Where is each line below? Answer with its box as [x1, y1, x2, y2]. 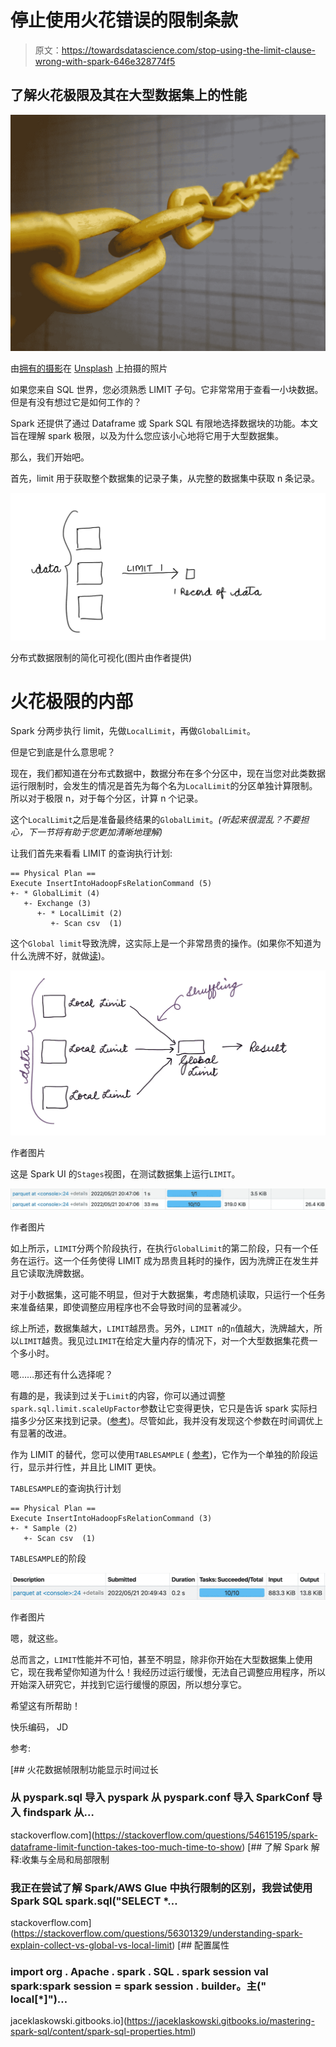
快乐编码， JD [10, 1721, 69, 1733]
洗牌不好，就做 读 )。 [27, 950, 111, 962]
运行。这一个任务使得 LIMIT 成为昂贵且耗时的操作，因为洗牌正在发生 [27, 1255, 310, 1267]
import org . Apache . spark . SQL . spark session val [10, 1965, 269, 1979]
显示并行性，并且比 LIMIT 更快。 [27, 1461, 162, 1473]
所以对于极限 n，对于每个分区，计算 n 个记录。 [10, 792, 204, 805]
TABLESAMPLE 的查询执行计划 [10, 1482, 122, 1495]
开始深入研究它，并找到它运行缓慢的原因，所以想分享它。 [10, 1678, 247, 1690]
